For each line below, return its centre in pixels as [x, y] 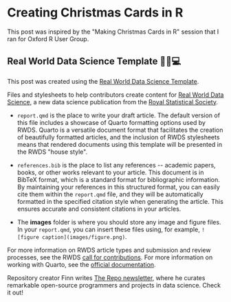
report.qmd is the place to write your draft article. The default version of [119, 115]
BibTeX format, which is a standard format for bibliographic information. [118, 179]
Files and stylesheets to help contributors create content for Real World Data [115, 95]
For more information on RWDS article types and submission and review [109, 250]
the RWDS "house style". [52, 152]
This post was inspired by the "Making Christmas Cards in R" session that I [113, 32]
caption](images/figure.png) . [85, 236]
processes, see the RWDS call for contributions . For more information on [110, 257]
